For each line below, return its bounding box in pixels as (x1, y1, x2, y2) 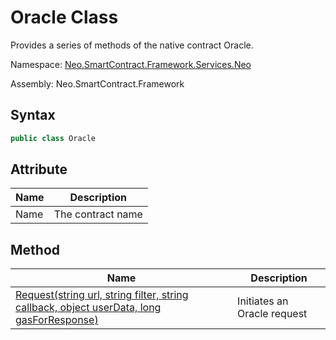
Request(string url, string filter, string (15, 288, 189, 302)
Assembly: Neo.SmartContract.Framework (10, 77, 185, 90)
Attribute (10, 161, 68, 178)
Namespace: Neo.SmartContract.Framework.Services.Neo (10, 58, 252, 70)
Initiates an (237, 294, 289, 308)
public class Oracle (10, 133, 97, 143)
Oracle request (237, 307, 308, 321)
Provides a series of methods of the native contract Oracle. (10, 39, 254, 51)
